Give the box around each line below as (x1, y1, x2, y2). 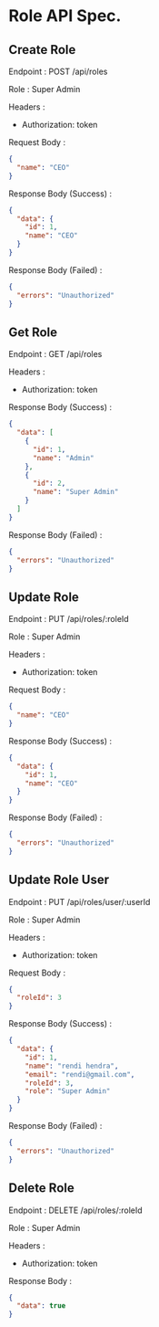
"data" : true (16, 1301, 66, 1311)
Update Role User (8, 872, 110, 888)
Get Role (8, 324, 58, 340)
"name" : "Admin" (32, 453, 94, 462)
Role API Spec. (8, 5, 122, 26)
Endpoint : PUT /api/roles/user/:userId (8, 896, 151, 907)
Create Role (8, 42, 76, 58)
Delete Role (8, 1180, 75, 1196)
